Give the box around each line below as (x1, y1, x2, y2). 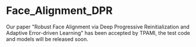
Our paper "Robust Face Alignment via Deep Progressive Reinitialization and (6, 23, 190, 30)
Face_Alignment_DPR (6, 4, 113, 17)
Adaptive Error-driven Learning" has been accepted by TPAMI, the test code (6, 29, 190, 36)
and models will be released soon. (6, 35, 89, 42)
